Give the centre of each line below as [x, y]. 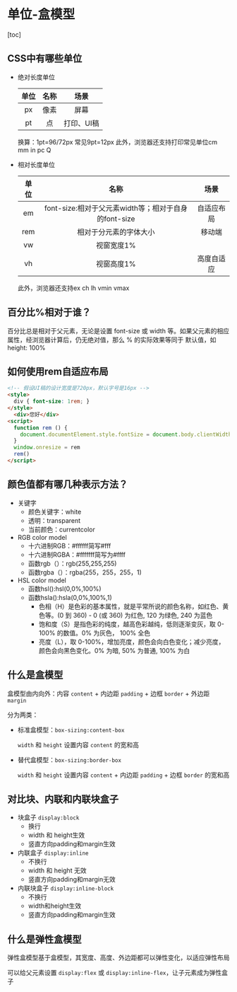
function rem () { [41, 428]
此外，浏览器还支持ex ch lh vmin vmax [73, 288]
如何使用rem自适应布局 [58, 371]
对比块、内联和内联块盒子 [63, 799]
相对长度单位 [36, 164]
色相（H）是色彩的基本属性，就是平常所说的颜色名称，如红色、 [130, 606]
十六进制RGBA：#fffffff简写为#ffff [77, 554]
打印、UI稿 [81, 123]
